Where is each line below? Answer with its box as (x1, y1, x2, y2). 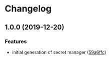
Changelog (5, 3, 52, 14)
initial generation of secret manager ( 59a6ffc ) (12, 49, 106, 55)
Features (5, 38, 27, 45)
